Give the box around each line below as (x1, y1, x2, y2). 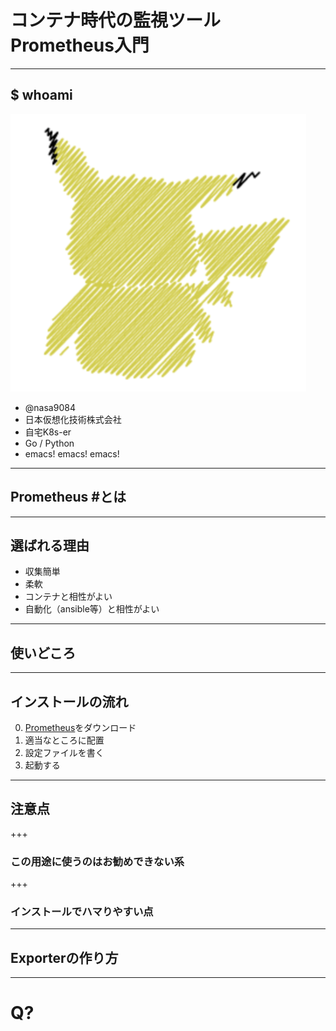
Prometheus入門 (10, 34, 150, 57)
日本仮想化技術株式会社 (24, 413, 122, 425)
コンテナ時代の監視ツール (10, 9, 222, 32)
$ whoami (10, 87, 73, 104)
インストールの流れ (10, 693, 129, 710)
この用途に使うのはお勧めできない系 (10, 854, 185, 868)
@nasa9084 (24, 401, 76, 413)
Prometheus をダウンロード (24, 722, 137, 733)
